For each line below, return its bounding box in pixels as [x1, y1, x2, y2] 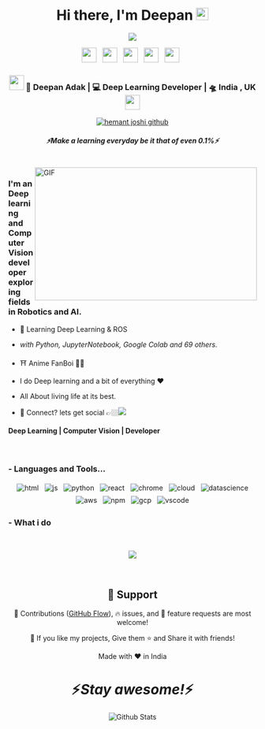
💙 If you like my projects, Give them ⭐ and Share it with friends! [30, 634, 235, 643]
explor [8, 277, 34, 288]
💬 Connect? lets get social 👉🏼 [19, 407, 119, 417]
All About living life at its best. [19, 391, 117, 400]
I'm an [8, 178, 33, 189]
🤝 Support [107, 588, 158, 601]
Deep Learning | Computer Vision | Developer [8, 426, 160, 436]
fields [8, 296, 31, 307]
